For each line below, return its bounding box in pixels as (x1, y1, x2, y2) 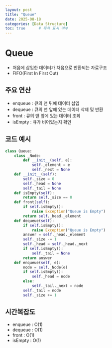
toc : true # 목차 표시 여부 (5, 26, 68, 31)
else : (23, 278, 35, 284)
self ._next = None (31, 167, 70, 172)
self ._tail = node (23, 288, 61, 293)
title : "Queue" (5, 12, 37, 17)
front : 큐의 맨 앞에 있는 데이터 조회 (12, 112, 81, 118)
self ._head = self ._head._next (23, 241, 88, 246)
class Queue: (5, 148, 32, 153)
